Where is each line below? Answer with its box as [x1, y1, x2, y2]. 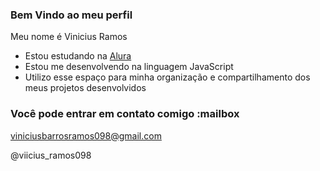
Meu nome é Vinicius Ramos [10, 31, 128, 43]
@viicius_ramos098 [10, 149, 92, 161]
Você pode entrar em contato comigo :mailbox [10, 107, 240, 121]
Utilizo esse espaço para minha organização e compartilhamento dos [24, 71, 311, 83]
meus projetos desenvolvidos [24, 82, 147, 94]
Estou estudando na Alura [24, 50, 132, 62]
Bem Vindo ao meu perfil [10, 8, 133, 22]
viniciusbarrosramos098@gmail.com [10, 129, 162, 142]
